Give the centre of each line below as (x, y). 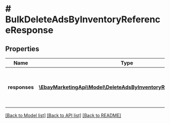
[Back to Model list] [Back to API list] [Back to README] (63, 115)
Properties (22, 49)
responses (21, 87)
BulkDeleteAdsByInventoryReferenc (83, 19)
